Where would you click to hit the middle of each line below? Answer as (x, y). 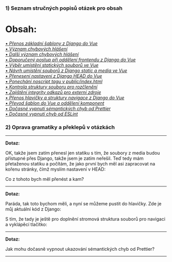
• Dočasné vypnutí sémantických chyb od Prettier (58, 108)
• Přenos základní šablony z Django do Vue (52, 43)
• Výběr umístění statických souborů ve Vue (52, 65)
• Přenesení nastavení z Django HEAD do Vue (54, 76)
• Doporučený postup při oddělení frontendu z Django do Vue (70, 59)
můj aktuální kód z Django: (33, 209)
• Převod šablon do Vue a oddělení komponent (55, 103)
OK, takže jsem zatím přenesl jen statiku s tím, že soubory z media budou (83, 153)
